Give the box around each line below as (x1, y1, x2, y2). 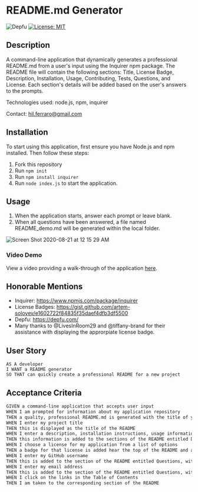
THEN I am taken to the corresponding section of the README (6, 480, 160, 486)
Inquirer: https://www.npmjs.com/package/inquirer (14, 297, 138, 304)
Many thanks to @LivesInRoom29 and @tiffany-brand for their (14, 322, 166, 330)
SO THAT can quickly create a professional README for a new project (6, 372, 181, 378)
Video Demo (6, 251, 42, 259)
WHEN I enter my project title (6, 420, 83, 426)
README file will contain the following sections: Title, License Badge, (6, 69, 174, 76)
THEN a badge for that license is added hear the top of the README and (6, 447, 189, 454)
